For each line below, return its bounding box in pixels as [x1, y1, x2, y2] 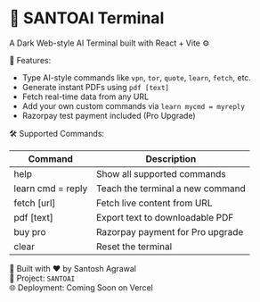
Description [145, 152, 197, 164]
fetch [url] [13, 197, 56, 209]
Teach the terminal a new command [96, 182, 247, 195]
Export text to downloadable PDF [96, 211, 234, 223]
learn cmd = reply [13, 182, 88, 195]
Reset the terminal [96, 240, 173, 253]
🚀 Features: [9, 55, 52, 65]
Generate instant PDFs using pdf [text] [21, 81, 169, 92]
